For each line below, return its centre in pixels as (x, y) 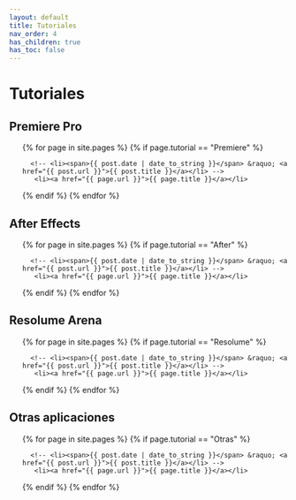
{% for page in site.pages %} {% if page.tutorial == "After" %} (135, 245)
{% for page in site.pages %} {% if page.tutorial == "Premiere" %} (142, 148)
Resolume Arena (56, 320)
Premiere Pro (46, 126)
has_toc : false (37, 50)
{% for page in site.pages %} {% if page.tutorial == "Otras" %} (136, 439)
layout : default (39, 17)
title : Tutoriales (43, 26)
